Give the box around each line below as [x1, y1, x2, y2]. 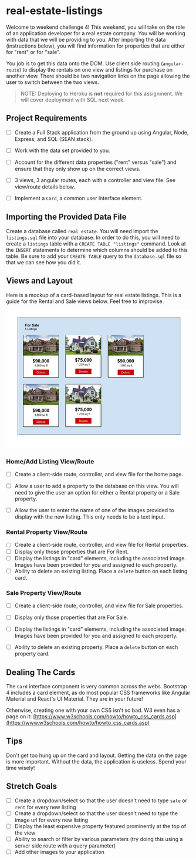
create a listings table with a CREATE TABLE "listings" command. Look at [6, 240, 186, 247]
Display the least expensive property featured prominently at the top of [14, 822, 187, 829]
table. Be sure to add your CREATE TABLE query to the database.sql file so [6, 253, 182, 260]
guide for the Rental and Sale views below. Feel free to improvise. [6, 298, 164, 305]
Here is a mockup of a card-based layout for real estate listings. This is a [6, 291, 182, 298]
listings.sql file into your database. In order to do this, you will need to [6, 234, 180, 241]
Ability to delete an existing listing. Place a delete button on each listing [14, 567, 188, 574]
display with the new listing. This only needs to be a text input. [14, 513, 165, 520]
